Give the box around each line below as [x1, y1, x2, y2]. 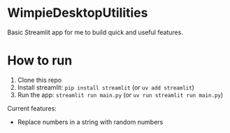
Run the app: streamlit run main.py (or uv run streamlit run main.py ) [17, 90, 224, 99]
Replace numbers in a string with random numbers [17, 118, 164, 126]
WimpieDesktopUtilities [7, 5, 148, 21]
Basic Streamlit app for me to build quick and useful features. [7, 28, 184, 36]
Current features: [7, 104, 57, 113]
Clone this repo [17, 76, 62, 84]
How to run [7, 52, 73, 69]
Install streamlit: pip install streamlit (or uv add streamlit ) [17, 83, 194, 92]
